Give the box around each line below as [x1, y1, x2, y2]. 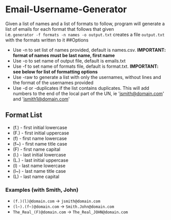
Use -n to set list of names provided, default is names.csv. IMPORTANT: [12, 47, 166, 53]
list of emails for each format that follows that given [5, 26, 114, 32]
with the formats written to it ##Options [5, 37, 89, 43]
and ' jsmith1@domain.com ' [12, 96, 70, 102]
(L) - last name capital [12, 173, 60, 179]
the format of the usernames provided [12, 79, 94, 86]
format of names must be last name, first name [12, 52, 115, 58]
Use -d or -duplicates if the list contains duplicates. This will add [12, 85, 149, 91]
